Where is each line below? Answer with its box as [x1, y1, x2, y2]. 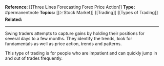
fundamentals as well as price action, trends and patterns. [5, 41, 122, 47]
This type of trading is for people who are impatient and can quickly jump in [5, 50, 158, 56]
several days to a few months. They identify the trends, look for [5, 36, 133, 41]
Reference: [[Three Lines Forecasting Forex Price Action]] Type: [5, 4, 135, 10]
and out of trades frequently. [5, 55, 63, 61]
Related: [5, 16, 23, 22]
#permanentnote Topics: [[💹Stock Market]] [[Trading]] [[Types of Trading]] [5, 10, 158, 15]
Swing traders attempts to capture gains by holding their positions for [5, 31, 145, 36]
